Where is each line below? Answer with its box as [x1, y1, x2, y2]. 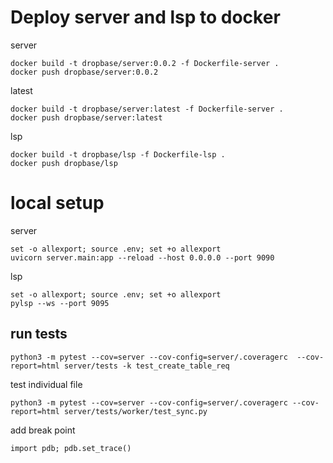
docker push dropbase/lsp [10, 158, 118, 168]
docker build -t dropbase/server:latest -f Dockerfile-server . [10, 104, 284, 114]
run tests [10, 326, 68, 343]
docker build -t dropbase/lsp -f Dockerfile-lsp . [10, 149, 226, 160]
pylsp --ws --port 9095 [10, 298, 110, 308]
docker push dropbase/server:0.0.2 [10, 67, 159, 77]
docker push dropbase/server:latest [10, 112, 163, 123]
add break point [10, 424, 76, 436]
